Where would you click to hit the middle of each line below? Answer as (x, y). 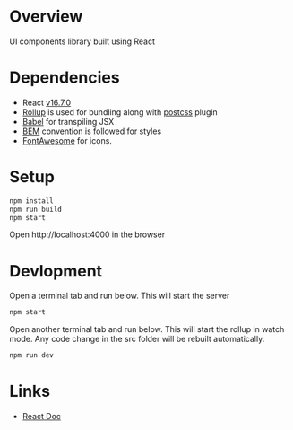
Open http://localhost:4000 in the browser (87, 234)
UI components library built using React (82, 41)
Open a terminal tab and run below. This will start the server (120, 296)
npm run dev (31, 355)
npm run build (36, 209)
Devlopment (56, 271)
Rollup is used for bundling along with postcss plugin (120, 112)
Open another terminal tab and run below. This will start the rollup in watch (147, 329)
